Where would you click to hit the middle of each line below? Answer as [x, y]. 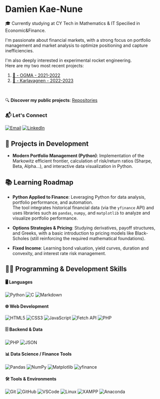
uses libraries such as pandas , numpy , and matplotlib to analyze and [81, 213]
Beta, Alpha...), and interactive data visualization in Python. [73, 166]
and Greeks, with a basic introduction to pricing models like [73, 233]
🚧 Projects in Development [47, 144]
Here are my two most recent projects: [45, 65]
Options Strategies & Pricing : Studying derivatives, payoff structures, [84, 228]
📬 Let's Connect [26, 115]
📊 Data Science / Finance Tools [39, 354]
